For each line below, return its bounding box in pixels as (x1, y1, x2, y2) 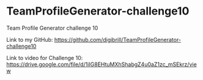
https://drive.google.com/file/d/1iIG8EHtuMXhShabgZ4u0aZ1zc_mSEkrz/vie (6, 61, 197, 68)
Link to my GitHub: (6, 36, 53, 43)
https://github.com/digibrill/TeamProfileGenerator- (54, 36, 182, 43)
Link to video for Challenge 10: (6, 54, 83, 61)
